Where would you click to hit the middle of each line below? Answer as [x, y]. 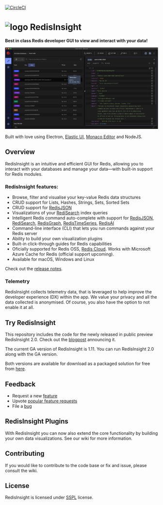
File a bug [22, 406]
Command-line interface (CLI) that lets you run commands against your [83, 228]
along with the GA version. [32, 354]
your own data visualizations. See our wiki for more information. [69, 438]
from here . [16, 369]
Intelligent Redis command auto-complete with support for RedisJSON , [83, 218]
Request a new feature [35, 396]
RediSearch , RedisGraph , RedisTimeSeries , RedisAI [63, 223]
